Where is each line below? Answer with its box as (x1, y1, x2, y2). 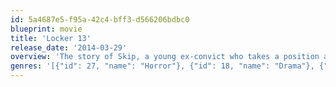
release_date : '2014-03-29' (10, 42, 128, 53)
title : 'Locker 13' (10, 33, 92, 43)
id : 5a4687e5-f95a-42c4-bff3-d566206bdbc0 (10, 14, 190, 25)
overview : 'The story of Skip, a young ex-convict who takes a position (10, 52, 320, 62)
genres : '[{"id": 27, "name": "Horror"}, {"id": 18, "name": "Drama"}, (10, 61, 315, 71)
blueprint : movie (10, 24, 83, 34)
